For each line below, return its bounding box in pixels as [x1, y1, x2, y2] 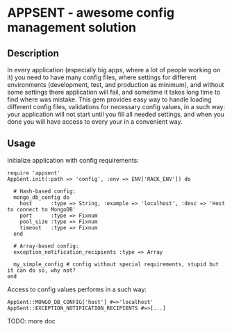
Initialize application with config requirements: [7, 156, 139, 164]
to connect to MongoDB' [7, 206, 76, 213]
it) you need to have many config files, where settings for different [7, 73, 197, 81]
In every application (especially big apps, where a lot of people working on [7, 66, 221, 74]
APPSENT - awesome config [7, 5, 175, 21]
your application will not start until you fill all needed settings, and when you [7, 110, 224, 118]
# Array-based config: [13, 242, 79, 250]
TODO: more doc [7, 316, 56, 325]
